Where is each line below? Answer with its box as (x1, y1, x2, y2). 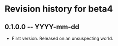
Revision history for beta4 (4, 3, 113, 15)
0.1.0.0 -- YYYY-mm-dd (4, 23, 80, 31)
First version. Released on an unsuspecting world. (11, 35, 114, 41)
